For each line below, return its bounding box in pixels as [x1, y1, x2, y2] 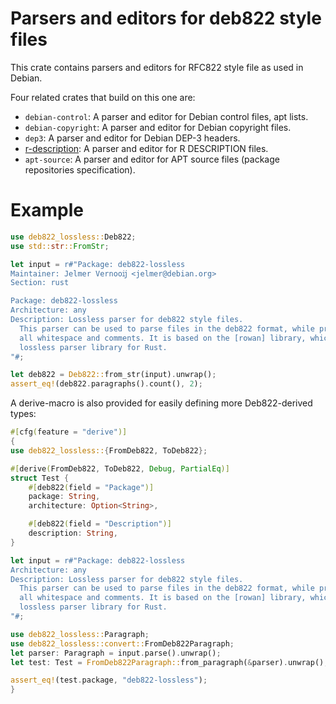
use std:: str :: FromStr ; [10, 241, 110, 251]
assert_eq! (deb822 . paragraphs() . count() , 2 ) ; [10, 379, 203, 389]
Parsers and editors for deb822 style [10, 7, 322, 30]
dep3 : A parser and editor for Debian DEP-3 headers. [24, 132, 241, 144]
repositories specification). [24, 163, 136, 176]
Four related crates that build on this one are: [10, 91, 196, 103]
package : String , [28, 492, 101, 502]
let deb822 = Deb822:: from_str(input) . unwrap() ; [10, 370, 217, 380]
